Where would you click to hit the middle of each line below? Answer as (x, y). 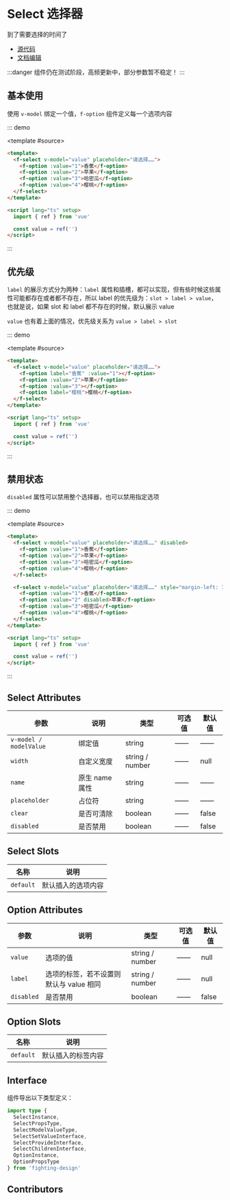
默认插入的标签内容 (73, 1055)
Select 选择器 (45, 14)
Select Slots (33, 851)
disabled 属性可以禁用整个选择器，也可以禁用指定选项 (83, 497)
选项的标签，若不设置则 (83, 974)
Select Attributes (44, 698)
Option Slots (34, 1021)
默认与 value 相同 (73, 984)
